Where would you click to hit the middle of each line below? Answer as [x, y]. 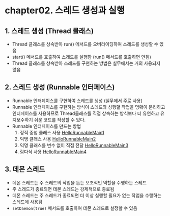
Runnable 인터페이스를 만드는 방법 [47, 126]
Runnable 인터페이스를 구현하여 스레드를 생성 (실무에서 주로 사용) [77, 101]
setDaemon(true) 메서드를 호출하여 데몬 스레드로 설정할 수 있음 [75, 208]
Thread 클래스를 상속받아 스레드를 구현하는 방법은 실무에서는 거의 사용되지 [86, 63]
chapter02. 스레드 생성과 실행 [65, 10]
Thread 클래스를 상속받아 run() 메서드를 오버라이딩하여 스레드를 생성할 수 [85, 44]
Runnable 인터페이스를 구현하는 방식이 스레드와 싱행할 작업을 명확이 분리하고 [89, 107]
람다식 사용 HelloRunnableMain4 [53, 152]
